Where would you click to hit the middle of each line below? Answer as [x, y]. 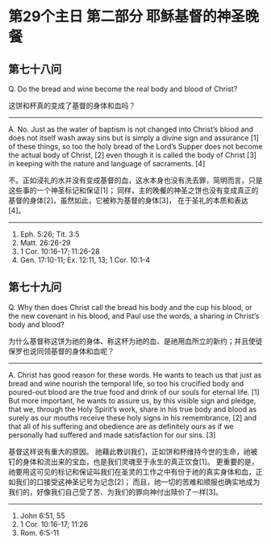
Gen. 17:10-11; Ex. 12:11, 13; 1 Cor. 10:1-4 [85, 260]
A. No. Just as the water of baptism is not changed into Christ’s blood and [131, 129]
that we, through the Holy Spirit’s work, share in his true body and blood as [132, 409]
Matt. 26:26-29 [45, 243]
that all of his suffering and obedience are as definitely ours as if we [121, 426]
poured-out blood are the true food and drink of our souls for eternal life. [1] [134, 391]
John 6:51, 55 [42, 515]
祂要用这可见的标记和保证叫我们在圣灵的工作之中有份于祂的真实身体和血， [132, 471]
